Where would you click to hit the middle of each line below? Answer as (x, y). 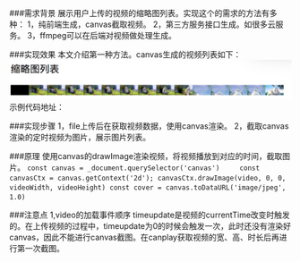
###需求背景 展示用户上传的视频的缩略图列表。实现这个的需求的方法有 (140, 13)
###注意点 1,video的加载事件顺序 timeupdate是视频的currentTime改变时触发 (150, 215)
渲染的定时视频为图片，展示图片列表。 (80, 138)
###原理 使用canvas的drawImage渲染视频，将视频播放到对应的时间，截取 (146, 156)
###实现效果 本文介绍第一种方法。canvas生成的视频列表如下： (125, 55)
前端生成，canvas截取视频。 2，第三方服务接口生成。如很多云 (161, 24)
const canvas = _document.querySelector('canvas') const (143, 168)
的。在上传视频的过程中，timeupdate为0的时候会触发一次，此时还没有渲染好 (150, 226)
